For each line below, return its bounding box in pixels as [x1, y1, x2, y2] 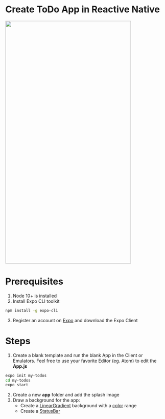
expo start [5, 383, 29, 388]
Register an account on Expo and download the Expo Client [12, 317, 138, 323]
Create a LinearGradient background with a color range [20, 403, 137, 409]
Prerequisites [5, 276, 64, 287]
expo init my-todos [5, 373, 47, 378]
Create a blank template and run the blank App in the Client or [12, 352, 143, 358]
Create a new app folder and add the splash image [12, 392, 120, 398]
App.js [12, 363, 28, 369]
